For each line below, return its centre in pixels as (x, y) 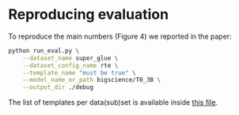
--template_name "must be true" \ (79, 72)
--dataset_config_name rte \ (70, 65)
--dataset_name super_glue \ (70, 58)
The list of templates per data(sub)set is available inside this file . (113, 102)
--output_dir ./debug (58, 87)
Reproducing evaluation (88, 15)
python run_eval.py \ (44, 50)
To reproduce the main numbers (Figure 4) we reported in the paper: (120, 36)
